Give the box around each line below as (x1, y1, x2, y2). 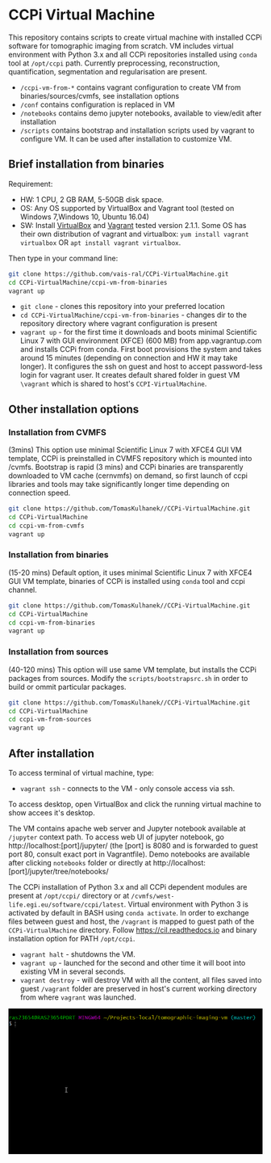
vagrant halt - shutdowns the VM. (19, 949, 135, 959)
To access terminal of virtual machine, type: (8, 768, 155, 777)
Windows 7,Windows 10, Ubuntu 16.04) (19, 212, 149, 222)
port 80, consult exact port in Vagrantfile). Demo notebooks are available (8, 849, 250, 859)
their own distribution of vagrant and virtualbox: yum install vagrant (19, 229, 249, 239)
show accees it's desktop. (8, 807, 95, 818)
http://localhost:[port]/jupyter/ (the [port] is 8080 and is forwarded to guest (8, 840, 258, 850)
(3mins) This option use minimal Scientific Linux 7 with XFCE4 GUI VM (8, 445, 242, 455)
